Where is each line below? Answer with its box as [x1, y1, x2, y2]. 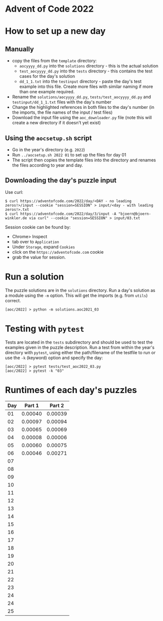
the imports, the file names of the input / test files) [12, 109, 113, 115]
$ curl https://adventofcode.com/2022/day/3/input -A [5, 211, 117, 216]
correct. [5, 297, 21, 303]
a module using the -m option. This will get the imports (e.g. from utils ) [5, 293, 148, 298]
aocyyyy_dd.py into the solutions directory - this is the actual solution [19, 63, 159, 69]
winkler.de [5, 215, 27, 221]
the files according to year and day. [12, 162, 84, 168]
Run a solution [5, 271, 64, 282]
